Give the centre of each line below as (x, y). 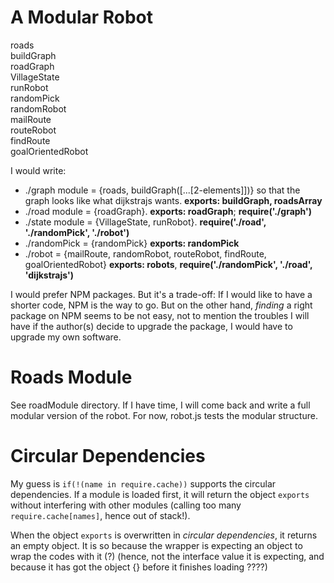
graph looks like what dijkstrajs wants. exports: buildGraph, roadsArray (173, 200)
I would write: (38, 170)
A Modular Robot (82, 17)
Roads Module (71, 377)
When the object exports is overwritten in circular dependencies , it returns (164, 535)
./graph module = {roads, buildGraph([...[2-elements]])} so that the (162, 190)
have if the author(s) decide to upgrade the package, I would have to (151, 326)
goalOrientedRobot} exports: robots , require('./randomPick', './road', (168, 264)
